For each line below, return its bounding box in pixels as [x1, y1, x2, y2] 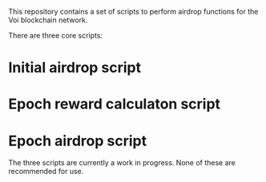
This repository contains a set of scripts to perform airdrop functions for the [8, 7, 259, 16]
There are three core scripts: [8, 31, 103, 40]
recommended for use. [8, 167, 84, 176]
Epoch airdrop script [8, 132, 147, 150]
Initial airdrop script [8, 59, 142, 77]
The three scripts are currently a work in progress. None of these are [8, 158, 236, 168]
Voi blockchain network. [8, 15, 88, 25]
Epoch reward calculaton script [8, 95, 221, 113]
